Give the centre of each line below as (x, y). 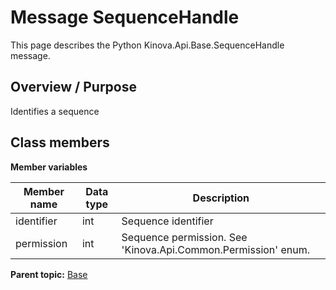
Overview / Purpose (74, 87)
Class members (60, 142)
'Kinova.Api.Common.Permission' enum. (215, 249)
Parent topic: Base (49, 274)
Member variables (49, 167)
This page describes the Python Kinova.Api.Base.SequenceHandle (147, 45)
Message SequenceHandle (125, 17)
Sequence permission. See (184, 237)
